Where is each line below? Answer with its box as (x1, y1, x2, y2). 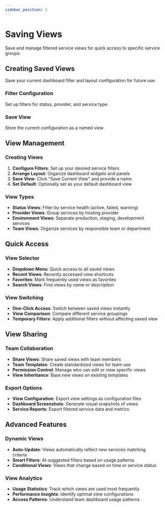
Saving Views (5, 28, 63, 40)
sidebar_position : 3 (5, 7, 48, 12)
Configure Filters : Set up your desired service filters (12, 165, 120, 171)
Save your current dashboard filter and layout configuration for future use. (5, 78, 157, 84)
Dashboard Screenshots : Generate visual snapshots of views (12, 401, 138, 407)
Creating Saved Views (5, 64, 75, 73)
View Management (5, 139, 65, 147)
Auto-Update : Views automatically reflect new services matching (12, 446, 146, 453)
